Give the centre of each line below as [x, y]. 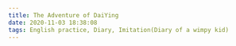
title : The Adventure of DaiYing [64, 15]
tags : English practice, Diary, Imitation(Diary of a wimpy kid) [118, 30]
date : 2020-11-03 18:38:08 [53, 23]
